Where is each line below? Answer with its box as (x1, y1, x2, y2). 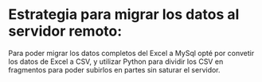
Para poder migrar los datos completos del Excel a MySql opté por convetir (8, 48, 255, 58)
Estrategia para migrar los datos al (8, 6, 240, 24)
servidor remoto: (8, 22, 123, 40)
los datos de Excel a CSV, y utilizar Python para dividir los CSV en (8, 57, 224, 66)
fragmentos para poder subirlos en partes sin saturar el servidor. (8, 65, 221, 74)
